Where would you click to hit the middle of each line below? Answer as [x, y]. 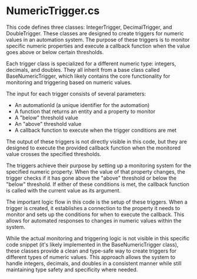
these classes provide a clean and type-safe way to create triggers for [91, 251]
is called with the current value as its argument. [64, 190]
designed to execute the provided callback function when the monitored [94, 148]
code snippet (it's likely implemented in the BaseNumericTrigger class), [92, 244]
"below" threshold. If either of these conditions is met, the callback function [98, 184]
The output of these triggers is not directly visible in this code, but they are [96, 141]
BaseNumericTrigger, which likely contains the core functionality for [88, 76]
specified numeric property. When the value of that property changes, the [96, 171]
